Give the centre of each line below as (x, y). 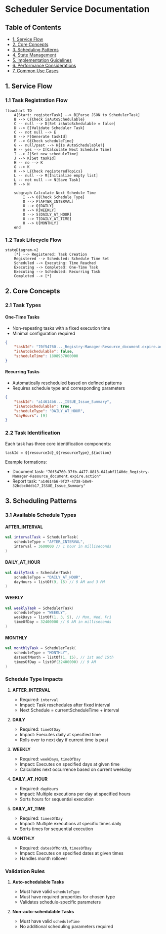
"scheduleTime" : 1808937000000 (46, 356)
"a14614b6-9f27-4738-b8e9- (66, 481)
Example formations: (26, 462)
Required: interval (39, 699)
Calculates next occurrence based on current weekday (76, 769)
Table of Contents (33, 27)
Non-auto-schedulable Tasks (43, 912)
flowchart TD (19, 111)
